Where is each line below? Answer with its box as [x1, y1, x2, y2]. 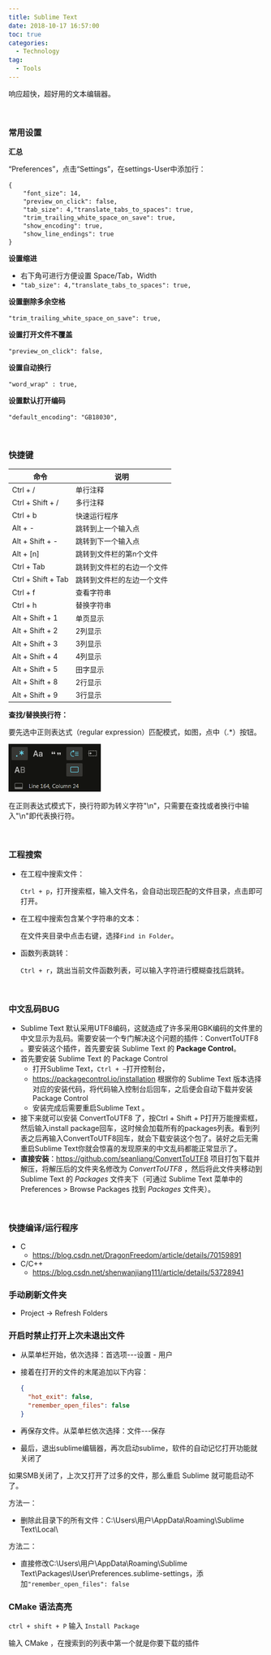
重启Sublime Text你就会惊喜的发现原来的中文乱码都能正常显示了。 [19, 1144, 242, 1154]
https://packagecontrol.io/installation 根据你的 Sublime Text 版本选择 [32, 1074, 262, 1084]
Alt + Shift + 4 [11, 651, 58, 661]
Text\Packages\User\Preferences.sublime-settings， [19, 1568, 197, 1578]
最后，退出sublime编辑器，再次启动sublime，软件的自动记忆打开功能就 [19, 1443, 258, 1453]
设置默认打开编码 [8, 396, 66, 405]
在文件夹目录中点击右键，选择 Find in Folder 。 [19, 931, 179, 941]
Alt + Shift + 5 [11, 665, 58, 674]
